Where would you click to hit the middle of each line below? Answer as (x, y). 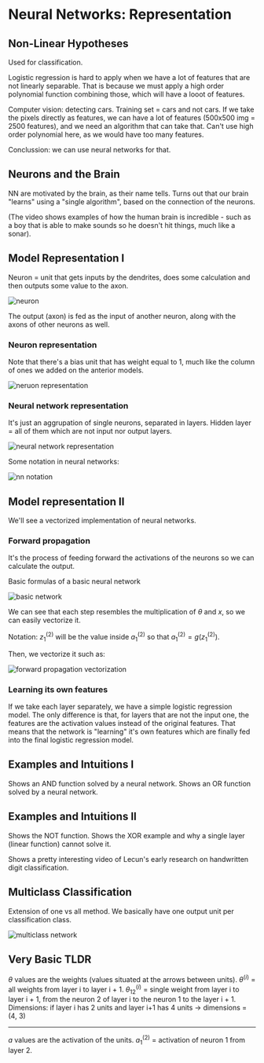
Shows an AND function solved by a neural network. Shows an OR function (130, 783)
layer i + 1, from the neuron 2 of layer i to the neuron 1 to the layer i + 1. (122, 999)
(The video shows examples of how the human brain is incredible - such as (130, 217)
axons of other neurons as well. (59, 324)
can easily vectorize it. (44, 620)
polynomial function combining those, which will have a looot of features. (126, 94)
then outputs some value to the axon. (68, 285)
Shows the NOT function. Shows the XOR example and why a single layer (126, 835)
